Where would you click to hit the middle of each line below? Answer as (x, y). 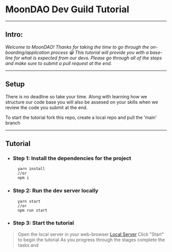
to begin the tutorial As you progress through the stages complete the (91, 240)
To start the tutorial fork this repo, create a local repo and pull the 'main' (81, 117)
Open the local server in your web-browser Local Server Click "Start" (91, 234)
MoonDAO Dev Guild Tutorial (67, 9)
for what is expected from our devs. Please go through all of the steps (88, 58)
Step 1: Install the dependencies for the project (72, 158)
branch (13, 123)
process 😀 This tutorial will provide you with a (100, 52)
